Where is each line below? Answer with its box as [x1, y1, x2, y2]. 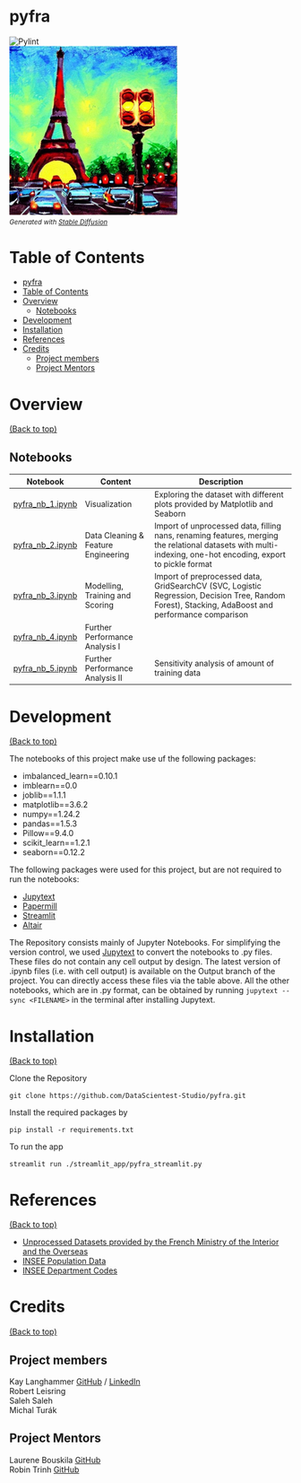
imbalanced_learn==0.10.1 [21, 771, 118, 781]
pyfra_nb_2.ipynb [13, 540, 78, 551]
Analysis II [84, 672, 123, 683]
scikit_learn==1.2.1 [21, 837, 90, 849]
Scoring [84, 599, 115, 611]
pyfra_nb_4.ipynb [13, 631, 78, 642]
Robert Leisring [9, 1386, 66, 1397]
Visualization [84, 498, 133, 509]
